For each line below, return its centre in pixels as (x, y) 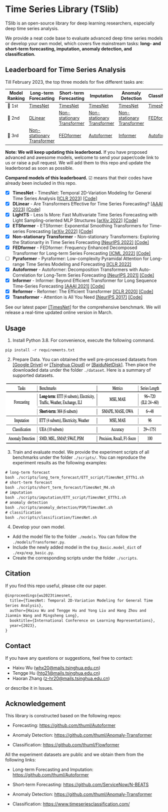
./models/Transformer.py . (39, 542)
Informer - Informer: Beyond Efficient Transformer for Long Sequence (84, 281)
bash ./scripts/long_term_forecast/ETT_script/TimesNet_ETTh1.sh (74, 477)
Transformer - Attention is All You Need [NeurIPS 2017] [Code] (77, 297)
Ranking (16, 98)
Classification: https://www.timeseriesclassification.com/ (71, 804)
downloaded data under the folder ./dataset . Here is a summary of (81, 370)
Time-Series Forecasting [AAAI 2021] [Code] (58, 286)
